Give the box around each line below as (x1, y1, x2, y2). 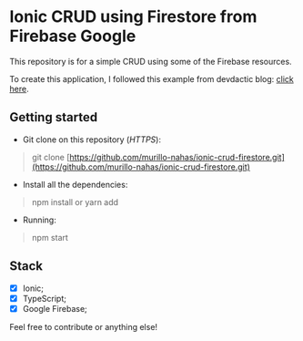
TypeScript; (22, 293, 66, 304)
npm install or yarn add (31, 196, 119, 207)
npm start (31, 232, 68, 243)
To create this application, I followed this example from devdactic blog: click (9, 73, 294, 84)
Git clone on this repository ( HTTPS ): (22, 134, 162, 145)
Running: (22, 214, 56, 225)
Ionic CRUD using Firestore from (9, 6, 258, 27)
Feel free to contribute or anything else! (9, 321, 157, 332)
